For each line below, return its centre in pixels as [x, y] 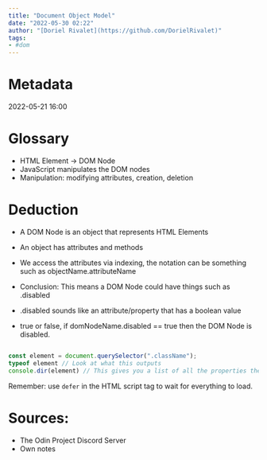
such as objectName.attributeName [78, 271]
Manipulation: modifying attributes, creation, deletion [106, 177]
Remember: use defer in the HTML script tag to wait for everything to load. [130, 386]
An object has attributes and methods [81, 247]
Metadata [41, 85]
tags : [17, 38]
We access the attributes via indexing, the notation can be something [133, 263]
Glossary [39, 139]
